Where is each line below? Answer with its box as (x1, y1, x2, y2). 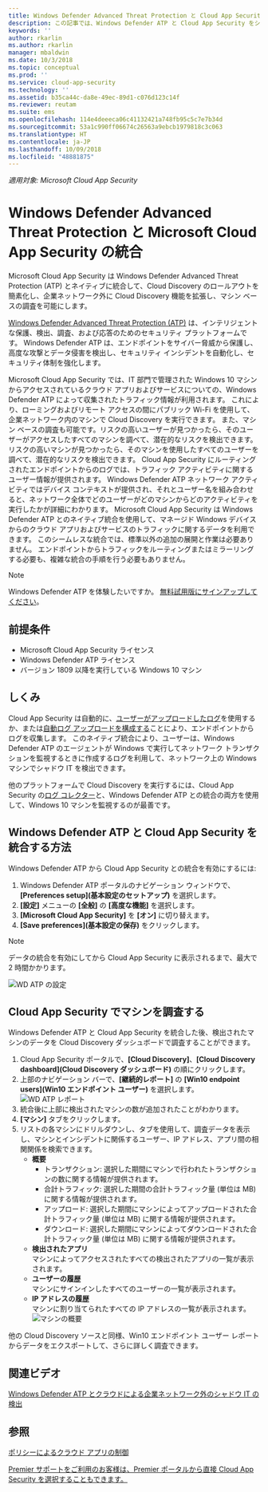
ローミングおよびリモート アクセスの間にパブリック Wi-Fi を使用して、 (22, 405, 254, 415)
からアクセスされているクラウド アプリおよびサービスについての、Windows (8, 385, 257, 395)
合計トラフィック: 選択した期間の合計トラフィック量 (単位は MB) (43, 1184, 257, 1194)
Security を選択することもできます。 (8, 1474, 128, 1484)
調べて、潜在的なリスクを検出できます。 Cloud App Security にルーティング (8, 455, 257, 464)
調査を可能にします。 (22, 301, 92, 311)
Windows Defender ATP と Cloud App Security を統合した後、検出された (8, 1028, 248, 1037)
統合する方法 (8, 841, 72, 855)
